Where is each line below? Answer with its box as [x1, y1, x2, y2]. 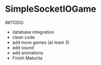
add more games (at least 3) [12, 39, 70, 45]
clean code [12, 34, 35, 40]
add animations [12, 50, 44, 56]
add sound [12, 44, 34, 50]
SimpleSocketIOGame [5, 3, 97, 15]
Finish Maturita [12, 55, 43, 61]
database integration [12, 29, 54, 35]
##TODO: [5, 20, 25, 25]
